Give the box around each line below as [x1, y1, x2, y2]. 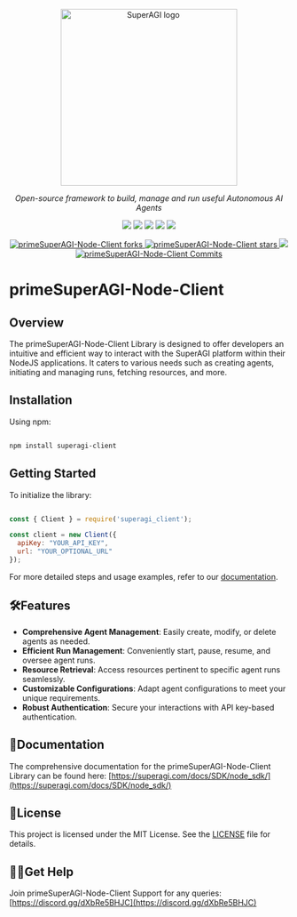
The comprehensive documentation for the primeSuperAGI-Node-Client [9, 760, 271, 771]
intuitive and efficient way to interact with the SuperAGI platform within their [9, 348, 286, 358]
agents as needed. [21, 636, 90, 647]
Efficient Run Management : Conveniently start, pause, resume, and [21, 645, 271, 656]
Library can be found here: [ [9, 770, 113, 781]
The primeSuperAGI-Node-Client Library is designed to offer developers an [9, 339, 285, 349]
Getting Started [9, 466, 97, 481]
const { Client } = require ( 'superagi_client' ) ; [9, 514, 192, 524]
